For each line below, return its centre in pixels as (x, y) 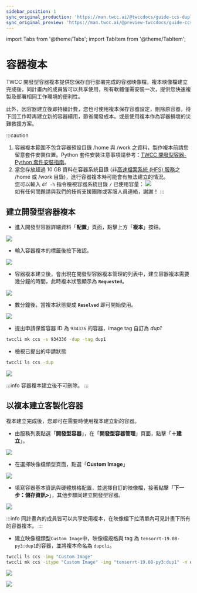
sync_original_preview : (35, 22)
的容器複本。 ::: (25, 526)
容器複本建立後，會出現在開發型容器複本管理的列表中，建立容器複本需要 (102, 274)
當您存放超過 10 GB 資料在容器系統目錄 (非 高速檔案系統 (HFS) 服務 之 (97, 170)
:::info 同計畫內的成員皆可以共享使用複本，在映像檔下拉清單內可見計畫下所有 (98, 518)
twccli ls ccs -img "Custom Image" (50, 557)
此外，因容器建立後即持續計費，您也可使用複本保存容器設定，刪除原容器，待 (98, 109)
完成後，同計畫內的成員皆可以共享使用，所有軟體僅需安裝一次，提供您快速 (96, 89)
